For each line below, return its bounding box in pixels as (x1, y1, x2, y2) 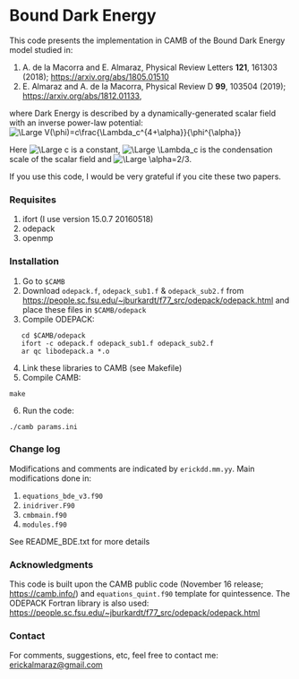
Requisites (9, 193, 56, 206)
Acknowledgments (9, 558, 94, 571)
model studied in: (9, 44, 73, 55)
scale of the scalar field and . (9, 153, 192, 164)
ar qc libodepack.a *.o (21, 347, 110, 356)
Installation (9, 255, 60, 268)
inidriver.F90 (21, 501, 75, 511)
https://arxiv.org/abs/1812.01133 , (21, 90, 142, 101)
